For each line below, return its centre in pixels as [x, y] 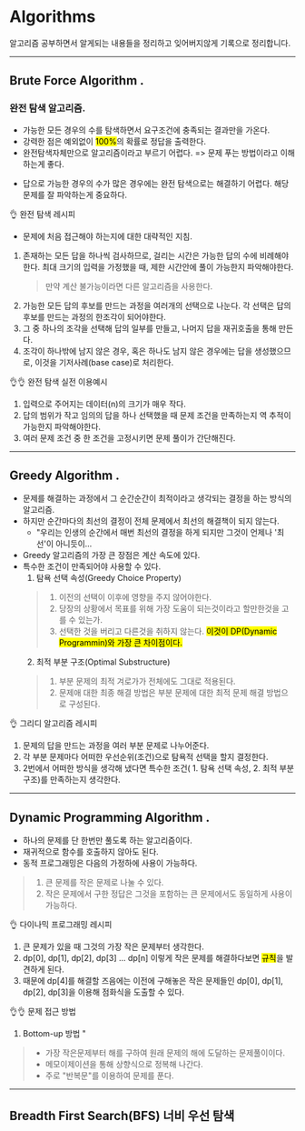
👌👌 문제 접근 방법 [43, 1012]
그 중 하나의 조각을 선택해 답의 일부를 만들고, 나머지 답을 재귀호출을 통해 [149, 328]
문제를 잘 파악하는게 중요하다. [75, 195]
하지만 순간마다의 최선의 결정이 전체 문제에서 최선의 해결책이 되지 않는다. [151, 521]
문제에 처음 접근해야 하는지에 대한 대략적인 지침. [107, 236]
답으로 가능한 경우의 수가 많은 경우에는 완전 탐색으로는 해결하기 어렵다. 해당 [156, 183]
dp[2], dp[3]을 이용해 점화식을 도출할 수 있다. [103, 992]
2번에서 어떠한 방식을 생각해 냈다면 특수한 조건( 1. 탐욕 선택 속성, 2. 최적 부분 [158, 768]
